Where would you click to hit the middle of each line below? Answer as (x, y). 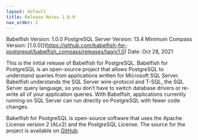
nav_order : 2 (22, 22)
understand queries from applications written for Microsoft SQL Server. (92, 76)
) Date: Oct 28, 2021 (149, 52)
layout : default (26, 11)
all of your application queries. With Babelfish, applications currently (103, 94)
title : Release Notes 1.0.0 (41, 17)
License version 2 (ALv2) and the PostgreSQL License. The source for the (96, 125)
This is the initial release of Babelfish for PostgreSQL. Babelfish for (87, 63)
